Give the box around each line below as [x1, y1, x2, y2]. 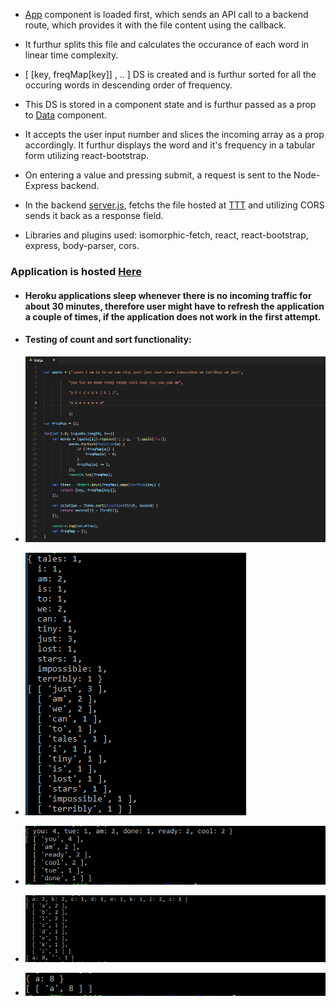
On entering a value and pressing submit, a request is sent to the [24, 169, 292, 181]
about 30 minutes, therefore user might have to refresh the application [24, 300, 325, 312]
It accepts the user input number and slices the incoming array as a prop [24, 129, 325, 140]
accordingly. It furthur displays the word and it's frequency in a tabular [24, 139, 316, 151]
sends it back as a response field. [24, 210, 164, 221]
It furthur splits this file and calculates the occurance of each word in [24, 39, 310, 50]
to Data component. [24, 109, 107, 121]
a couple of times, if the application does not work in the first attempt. [24, 310, 322, 323]
